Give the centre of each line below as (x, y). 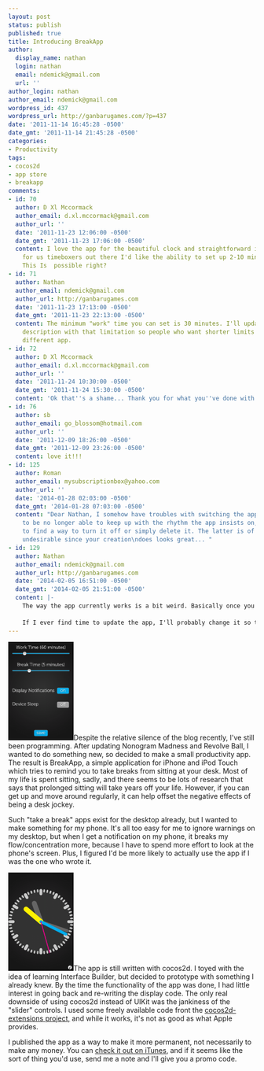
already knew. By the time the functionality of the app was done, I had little (129, 984)
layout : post (29, 17)
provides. (24, 1026)
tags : (17, 157)
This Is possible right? (65, 266)
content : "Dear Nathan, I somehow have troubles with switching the (130, 515)
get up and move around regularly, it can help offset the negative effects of (130, 796)
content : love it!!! (49, 456)
